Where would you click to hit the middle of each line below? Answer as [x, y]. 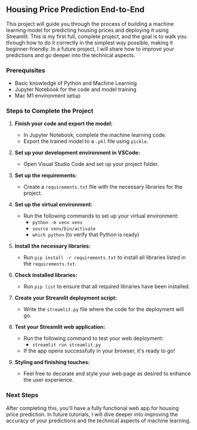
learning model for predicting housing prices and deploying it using [87, 30]
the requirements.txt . [50, 264]
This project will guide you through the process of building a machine [90, 24]
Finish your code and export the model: [64, 124]
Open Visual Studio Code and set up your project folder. [91, 164]
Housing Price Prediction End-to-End [76, 10]
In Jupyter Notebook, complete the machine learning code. [95, 135]
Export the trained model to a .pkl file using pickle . [86, 141]
